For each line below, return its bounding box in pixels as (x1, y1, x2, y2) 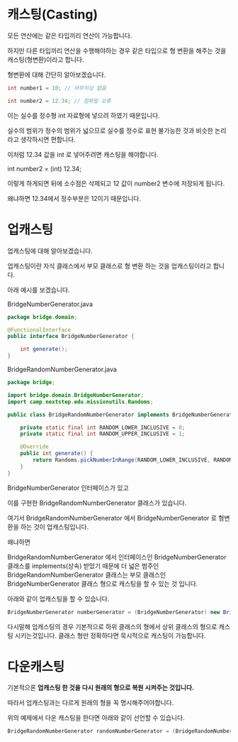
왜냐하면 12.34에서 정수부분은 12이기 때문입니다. (7, 194, 142, 202)
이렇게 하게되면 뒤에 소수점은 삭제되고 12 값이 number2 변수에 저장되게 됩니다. (7, 179, 225, 187)
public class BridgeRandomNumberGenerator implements (7, 411, 170, 418)
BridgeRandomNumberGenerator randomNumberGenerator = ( (7, 728, 176, 735)
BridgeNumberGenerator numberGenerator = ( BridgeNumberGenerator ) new (7, 609, 220, 616)
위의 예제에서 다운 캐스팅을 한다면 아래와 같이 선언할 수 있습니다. (7, 714, 186, 722)
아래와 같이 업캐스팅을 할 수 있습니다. (7, 594, 110, 603)
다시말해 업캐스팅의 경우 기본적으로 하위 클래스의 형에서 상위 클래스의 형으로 (7, 622, 217, 631)
